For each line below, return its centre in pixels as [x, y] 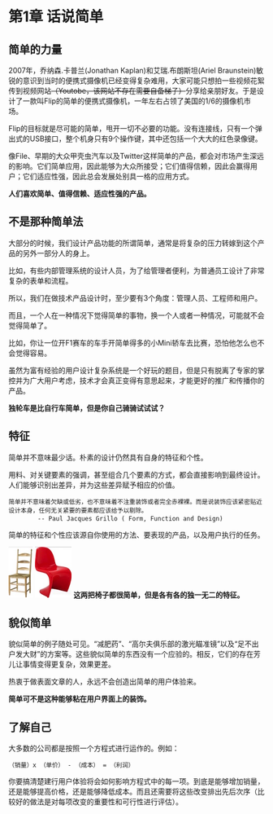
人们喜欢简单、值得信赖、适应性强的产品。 [80, 194]
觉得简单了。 [30, 325]
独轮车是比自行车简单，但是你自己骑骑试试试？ [87, 407]
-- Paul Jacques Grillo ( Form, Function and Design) [130, 518]
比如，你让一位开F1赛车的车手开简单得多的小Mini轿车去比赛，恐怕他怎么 [129, 342]
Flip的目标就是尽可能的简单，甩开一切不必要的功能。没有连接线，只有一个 [132, 128]
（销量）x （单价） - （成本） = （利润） [71, 766]
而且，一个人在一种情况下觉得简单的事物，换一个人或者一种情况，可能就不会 [136, 315]
